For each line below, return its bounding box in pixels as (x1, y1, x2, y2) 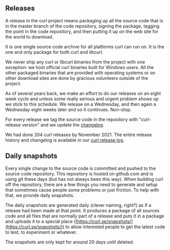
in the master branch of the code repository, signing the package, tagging (5, 23, 160, 29)
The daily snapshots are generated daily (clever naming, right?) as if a (5, 202, 151, 208)
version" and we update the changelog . (22, 121, 105, 128)
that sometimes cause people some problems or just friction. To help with (5, 186, 159, 193)
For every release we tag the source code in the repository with (5, 116, 138, 122)
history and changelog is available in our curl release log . (5, 137, 125, 143)
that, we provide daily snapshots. (5, 192, 75, 198)
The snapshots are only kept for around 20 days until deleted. (5, 239, 134, 245)
